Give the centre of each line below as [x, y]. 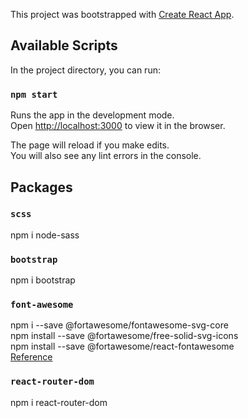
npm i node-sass [45, 235]
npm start [34, 94]
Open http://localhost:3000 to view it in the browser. [118, 126]
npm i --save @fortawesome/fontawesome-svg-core [119, 325]
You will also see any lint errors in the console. [106, 156]
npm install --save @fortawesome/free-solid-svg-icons [124, 336]
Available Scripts [64, 45]
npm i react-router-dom [59, 402]
